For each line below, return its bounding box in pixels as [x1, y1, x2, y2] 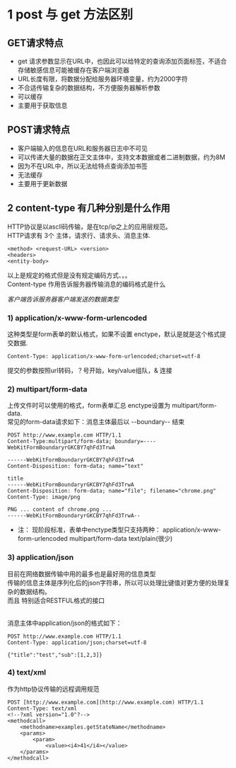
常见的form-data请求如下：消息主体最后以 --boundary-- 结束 [7, 418, 185, 426]
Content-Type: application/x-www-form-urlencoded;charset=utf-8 [7, 353, 201, 360]
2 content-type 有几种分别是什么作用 [7, 202, 171, 214]
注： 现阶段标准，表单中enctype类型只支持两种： [17, 525, 161, 534]
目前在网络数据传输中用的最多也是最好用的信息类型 [7, 569, 156, 578]
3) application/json [7, 553, 74, 563]
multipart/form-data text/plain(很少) [69, 534, 173, 543]
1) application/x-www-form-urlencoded [7, 313, 147, 323]
